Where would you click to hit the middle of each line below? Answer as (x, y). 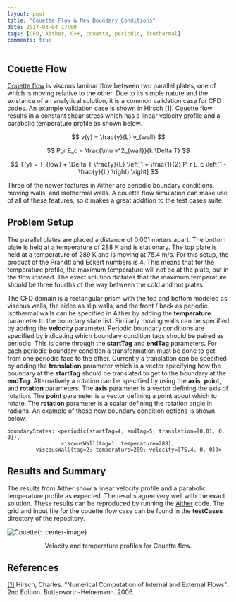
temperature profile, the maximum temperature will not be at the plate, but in (118, 270)
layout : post (26, 14)
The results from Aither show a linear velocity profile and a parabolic (107, 488)
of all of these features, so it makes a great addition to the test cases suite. (116, 200)
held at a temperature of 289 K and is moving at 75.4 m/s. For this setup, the (118, 254)
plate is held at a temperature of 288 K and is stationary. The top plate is (112, 247)
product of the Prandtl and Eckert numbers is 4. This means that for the (111, 262)
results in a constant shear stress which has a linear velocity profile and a (114, 115)
